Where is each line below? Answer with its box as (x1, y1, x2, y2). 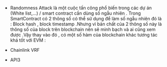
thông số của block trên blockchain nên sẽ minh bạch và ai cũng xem (10, 26, 156, 32)
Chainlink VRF (10, 47, 40, 53)
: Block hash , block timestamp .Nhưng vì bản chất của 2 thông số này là (10, 21, 162, 27)
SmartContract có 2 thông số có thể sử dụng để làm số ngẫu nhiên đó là (10, 16, 162, 21)
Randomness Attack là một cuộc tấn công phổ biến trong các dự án (10, 5, 152, 11)
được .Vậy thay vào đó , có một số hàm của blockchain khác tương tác (10, 32, 158, 38)
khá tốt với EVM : (10, 37, 46, 43)
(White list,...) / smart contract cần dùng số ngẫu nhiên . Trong (10, 10, 141, 16)
